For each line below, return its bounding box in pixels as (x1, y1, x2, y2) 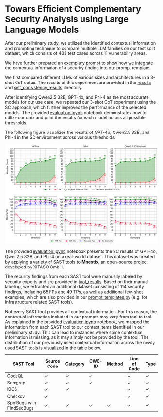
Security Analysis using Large (5, 14, 129, 25)
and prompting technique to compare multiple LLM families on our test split (5, 45, 155, 51)
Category (65, 361, 85, 367)
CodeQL (7, 373, 24, 379)
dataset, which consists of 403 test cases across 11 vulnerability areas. (5, 50, 147, 56)
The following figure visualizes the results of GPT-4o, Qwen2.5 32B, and (5, 129, 150, 135)
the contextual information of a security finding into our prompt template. (5, 65, 151, 71)
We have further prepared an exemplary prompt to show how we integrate (5, 60, 153, 66)
